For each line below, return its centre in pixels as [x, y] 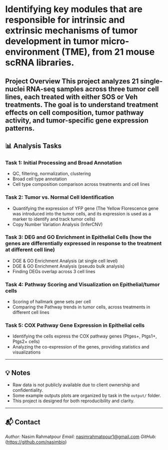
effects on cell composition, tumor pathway [74, 112]
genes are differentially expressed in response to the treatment [83, 244]
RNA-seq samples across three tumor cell [92, 89]
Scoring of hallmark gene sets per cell [51, 302]
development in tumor [52, 41]
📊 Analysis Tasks [33, 146]
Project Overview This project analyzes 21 [72, 81]
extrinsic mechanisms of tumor [71, 31]
